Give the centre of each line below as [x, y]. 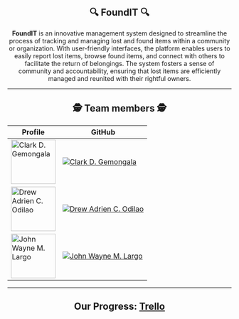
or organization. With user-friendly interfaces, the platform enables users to [119, 48]
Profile [33, 132]
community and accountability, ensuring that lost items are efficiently [119, 71]
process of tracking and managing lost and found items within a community [119, 40]
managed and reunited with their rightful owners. [119, 78]
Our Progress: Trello [119, 307]
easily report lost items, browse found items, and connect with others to [119, 55]
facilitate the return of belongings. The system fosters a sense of [119, 63]
